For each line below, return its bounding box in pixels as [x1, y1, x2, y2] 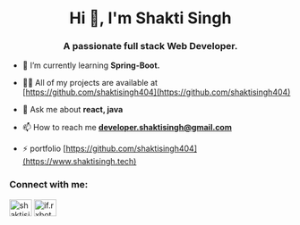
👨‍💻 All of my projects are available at [21, 78, 159, 88]
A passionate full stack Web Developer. [63, 40, 238, 53]
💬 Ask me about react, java [21, 104, 124, 115]
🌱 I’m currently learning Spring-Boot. [21, 60, 160, 71]
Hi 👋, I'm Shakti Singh [69, 8, 232, 29]
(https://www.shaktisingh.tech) [21, 156, 137, 167]
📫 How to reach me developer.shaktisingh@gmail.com [21, 122, 233, 133]
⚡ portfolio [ [21, 143, 66, 154]
